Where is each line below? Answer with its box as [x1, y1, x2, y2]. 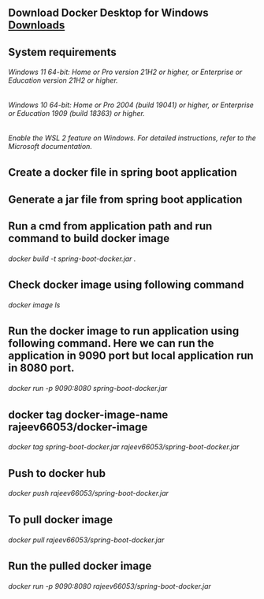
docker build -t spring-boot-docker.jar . [8, 254, 136, 263]
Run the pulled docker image [8, 560, 152, 573]
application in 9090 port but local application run [8, 349, 254, 363]
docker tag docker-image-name [8, 407, 169, 421]
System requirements [8, 45, 117, 58]
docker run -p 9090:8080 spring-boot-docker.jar [8, 383, 168, 393]
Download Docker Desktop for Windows [8, 6, 209, 20]
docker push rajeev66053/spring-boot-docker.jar [8, 489, 169, 498]
